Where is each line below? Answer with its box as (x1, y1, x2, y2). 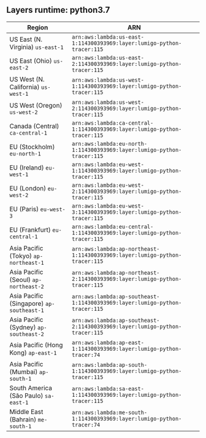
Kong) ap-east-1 (9, 348, 57, 357)
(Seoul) (9, 275, 31, 284)
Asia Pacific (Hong (9, 340, 63, 349)
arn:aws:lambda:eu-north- (71, 140, 148, 147)
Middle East (9, 407, 44, 416)
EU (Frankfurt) (9, 225, 51, 234)
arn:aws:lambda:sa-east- (71, 385, 144, 392)
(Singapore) (9, 299, 44, 308)
